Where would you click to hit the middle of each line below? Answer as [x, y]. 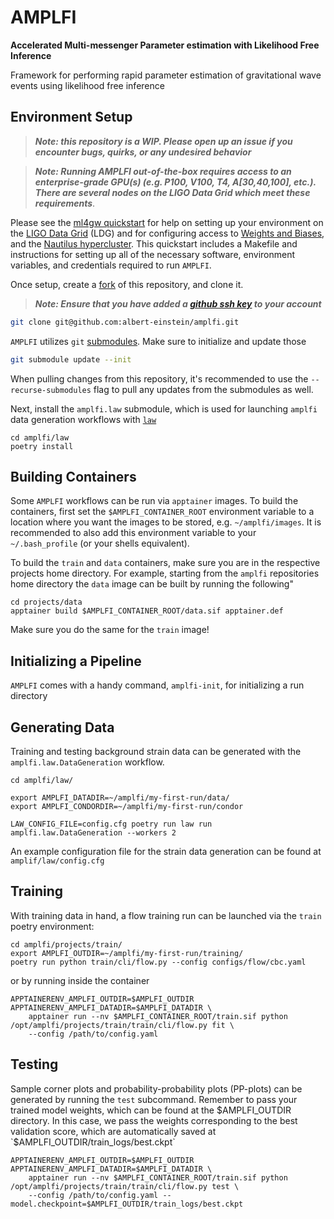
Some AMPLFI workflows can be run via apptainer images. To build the [154, 501]
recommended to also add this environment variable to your [133, 533]
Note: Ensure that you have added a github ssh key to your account [178, 303]
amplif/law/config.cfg [57, 861]
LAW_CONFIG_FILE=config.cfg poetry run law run [111, 824]
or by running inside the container [80, 980]
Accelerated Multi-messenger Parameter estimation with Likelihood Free [165, 45]
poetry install [42, 446]
